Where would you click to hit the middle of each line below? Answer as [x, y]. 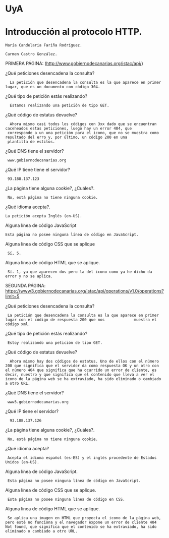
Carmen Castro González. [31, 54]
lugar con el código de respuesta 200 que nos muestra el [81, 320]
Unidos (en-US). [22, 462]
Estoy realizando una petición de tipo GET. [55, 343]
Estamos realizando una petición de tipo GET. [60, 106]
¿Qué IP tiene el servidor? [32, 411]
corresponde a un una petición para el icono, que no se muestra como [83, 133]
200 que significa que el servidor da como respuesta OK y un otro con [82, 366]
